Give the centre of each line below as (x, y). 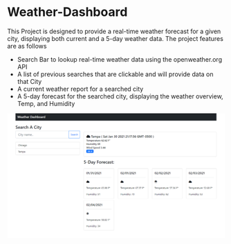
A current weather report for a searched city (80, 89)
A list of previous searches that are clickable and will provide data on (115, 74)
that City (29, 81)
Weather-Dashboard (67, 12)
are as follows (27, 46)
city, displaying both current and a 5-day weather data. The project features (115, 38)
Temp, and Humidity (46, 103)
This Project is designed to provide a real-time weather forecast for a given (114, 31)
